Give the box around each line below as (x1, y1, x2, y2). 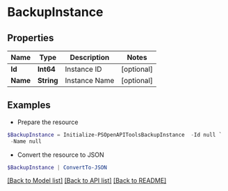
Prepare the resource (17, 118, 79, 126)
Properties (7, 32, 54, 44)
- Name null (10, 137, 42, 145)
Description (70, 53, 110, 62)
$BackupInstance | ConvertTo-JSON (7, 164, 108, 171)
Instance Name (65, 76, 115, 85)
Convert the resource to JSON (17, 151, 104, 159)
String (37, 76, 58, 85)
